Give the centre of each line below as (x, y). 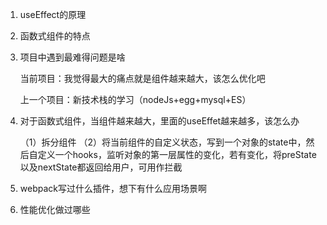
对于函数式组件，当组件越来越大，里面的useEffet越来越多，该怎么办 (159, 121)
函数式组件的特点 (55, 36)
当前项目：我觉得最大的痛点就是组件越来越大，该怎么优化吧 (142, 78)
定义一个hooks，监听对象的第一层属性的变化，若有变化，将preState (177, 154)
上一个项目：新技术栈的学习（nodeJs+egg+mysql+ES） (135, 99)
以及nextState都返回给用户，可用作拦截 (101, 167)
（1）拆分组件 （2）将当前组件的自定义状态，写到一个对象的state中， (163, 142)
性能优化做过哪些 (55, 209)
